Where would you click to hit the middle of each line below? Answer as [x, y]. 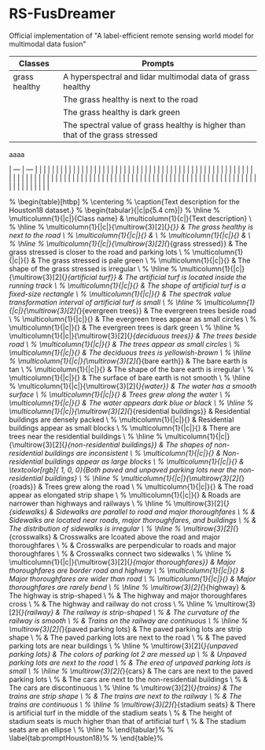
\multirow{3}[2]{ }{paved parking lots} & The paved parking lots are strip [125, 629]
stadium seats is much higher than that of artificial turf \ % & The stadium [128, 721]
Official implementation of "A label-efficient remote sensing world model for [132, 35]
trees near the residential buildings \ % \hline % [86, 436]
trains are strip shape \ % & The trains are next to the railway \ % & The [125, 696]
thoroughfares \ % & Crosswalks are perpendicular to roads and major [123, 545]
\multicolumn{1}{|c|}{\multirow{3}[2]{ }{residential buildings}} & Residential [130, 411]
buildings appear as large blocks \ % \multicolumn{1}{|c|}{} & [144, 461]
